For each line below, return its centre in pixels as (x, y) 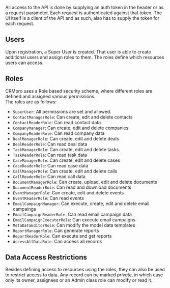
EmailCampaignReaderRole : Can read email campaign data (72, 214)
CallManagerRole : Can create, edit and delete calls (65, 171)
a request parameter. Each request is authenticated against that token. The (84, 13)
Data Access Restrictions (46, 257)
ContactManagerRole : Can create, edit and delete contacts (73, 117)
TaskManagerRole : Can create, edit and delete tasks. (66, 149)
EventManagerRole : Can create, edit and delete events (68, 192)
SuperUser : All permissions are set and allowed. (62, 111)
